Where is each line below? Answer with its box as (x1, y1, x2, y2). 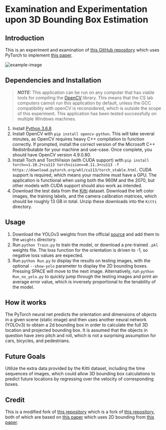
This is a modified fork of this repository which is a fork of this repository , (5, 409, 155, 415)
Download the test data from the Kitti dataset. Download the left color (12, 188, 155, 194)
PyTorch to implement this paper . (5, 52, 73, 58)
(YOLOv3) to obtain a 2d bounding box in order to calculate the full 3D (5, 322, 148, 328)
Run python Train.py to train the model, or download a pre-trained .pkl (12, 242, 159, 248)
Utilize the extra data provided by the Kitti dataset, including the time (5, 365, 145, 371)
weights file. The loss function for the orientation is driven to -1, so (12, 247, 148, 253)
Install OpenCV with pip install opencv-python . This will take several (12, 131, 155, 137)
